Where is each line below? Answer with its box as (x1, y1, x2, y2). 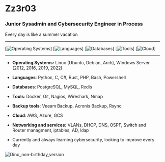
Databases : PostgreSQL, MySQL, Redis (12, 84, 92, 90)
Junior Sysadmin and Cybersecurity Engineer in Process (5, 21, 143, 27)
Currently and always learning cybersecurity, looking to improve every (12, 137, 155, 143)
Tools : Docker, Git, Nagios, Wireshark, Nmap (12, 94, 103, 100)
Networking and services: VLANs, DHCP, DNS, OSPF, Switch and (12, 122, 146, 128)
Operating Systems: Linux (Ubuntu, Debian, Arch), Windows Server (12, 60, 150, 66)
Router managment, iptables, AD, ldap (12, 127, 89, 133)
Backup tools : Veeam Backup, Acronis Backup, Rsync (12, 103, 122, 109)
